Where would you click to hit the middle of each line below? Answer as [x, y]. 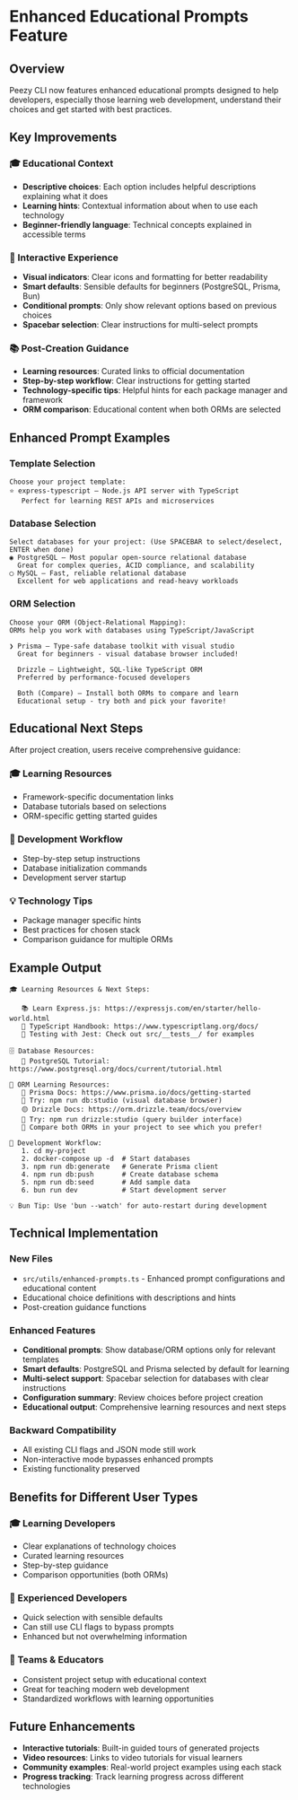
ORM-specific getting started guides [90, 816]
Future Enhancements [73, 1727]
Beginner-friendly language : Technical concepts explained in [137, 224]
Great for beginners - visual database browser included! [128, 654]
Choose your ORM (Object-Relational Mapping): [98, 622]
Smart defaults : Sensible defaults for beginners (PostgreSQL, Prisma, [151, 286]
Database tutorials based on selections [94, 806]
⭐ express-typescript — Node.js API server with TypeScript [124, 491]
